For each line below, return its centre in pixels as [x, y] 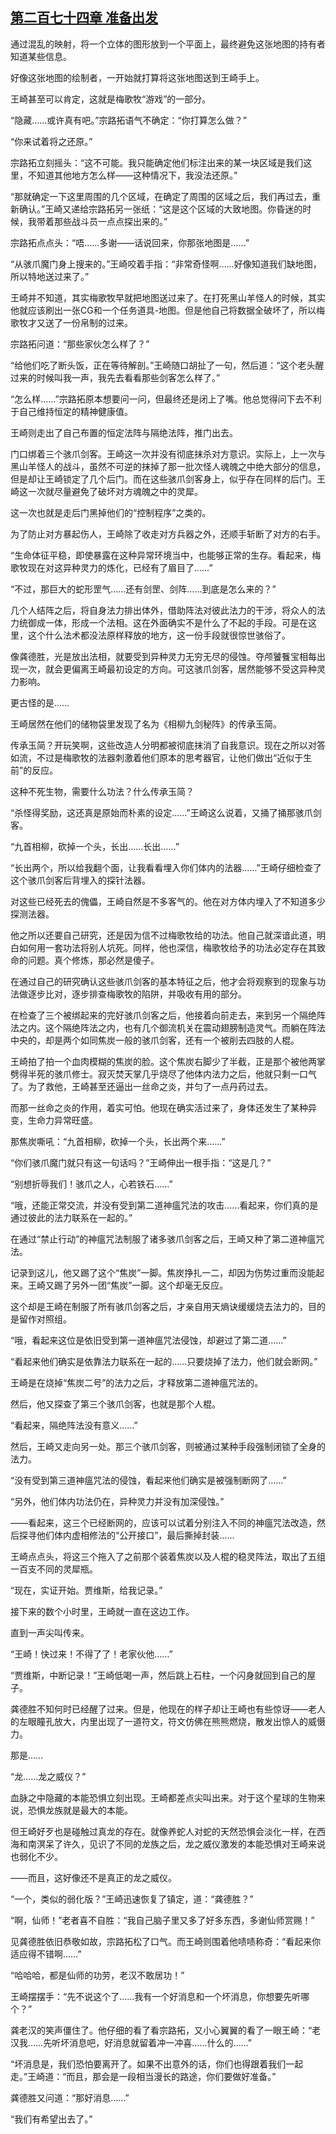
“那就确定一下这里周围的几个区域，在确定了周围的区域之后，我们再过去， [161, 196]
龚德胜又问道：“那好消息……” [70, 2097]
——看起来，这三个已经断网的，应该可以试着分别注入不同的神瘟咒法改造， [163, 1522]
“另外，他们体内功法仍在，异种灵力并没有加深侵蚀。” [117, 1501]
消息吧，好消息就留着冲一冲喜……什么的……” [160, 2042]
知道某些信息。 [41, 56]
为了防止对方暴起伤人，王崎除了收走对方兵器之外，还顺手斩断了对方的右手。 [168, 534]
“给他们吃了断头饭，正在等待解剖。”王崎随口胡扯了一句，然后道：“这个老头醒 [167, 365]
